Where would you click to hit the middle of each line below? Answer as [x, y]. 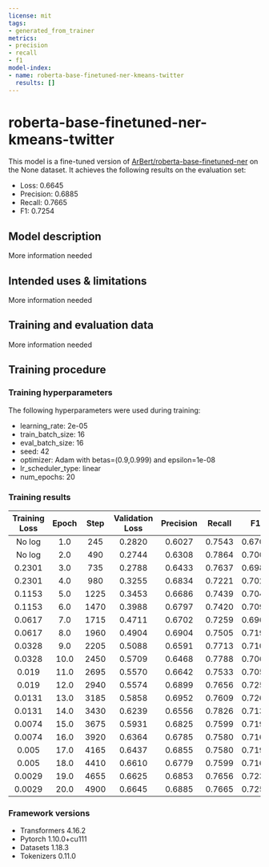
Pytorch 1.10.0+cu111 [53, 839]
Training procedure [57, 370]
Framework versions [49, 813]
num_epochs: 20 [48, 477]
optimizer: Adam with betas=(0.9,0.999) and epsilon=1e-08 [118, 460]
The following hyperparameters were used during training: [104, 410]
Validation [133, 518]
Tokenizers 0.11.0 [48, 856]
